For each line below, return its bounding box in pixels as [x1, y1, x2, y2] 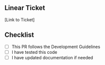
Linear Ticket [4, 4, 46, 12]
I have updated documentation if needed [11, 54, 93, 60]
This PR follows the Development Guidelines [11, 44, 101, 49]
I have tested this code [11, 49, 57, 55]
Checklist [4, 31, 35, 39]
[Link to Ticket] [4, 16, 35, 22]
